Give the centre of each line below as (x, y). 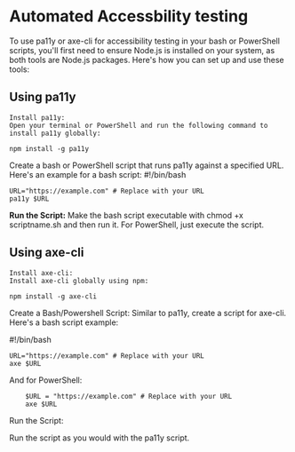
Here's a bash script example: (64, 322)
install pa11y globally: (55, 133)
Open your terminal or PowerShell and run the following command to (139, 125)
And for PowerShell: (46, 380)
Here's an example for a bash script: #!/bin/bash (98, 174)
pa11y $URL (29, 198)
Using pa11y (43, 97)
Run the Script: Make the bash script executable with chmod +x (127, 215)
